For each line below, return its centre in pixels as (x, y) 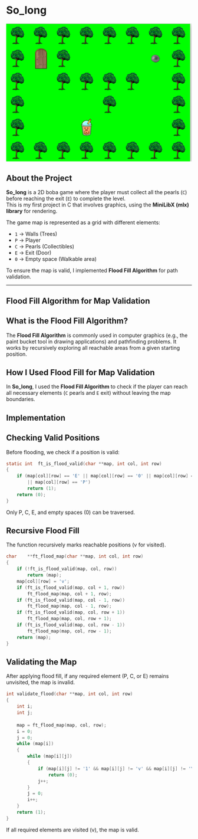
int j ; (25, 713)
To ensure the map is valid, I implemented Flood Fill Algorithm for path (92, 271)
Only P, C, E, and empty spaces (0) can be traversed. (71, 512)
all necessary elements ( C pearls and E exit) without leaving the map (88, 393)
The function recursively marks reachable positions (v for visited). (86, 545)
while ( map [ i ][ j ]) (50, 756)
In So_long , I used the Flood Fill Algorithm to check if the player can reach (97, 386)
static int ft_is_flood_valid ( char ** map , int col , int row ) (84, 464)
